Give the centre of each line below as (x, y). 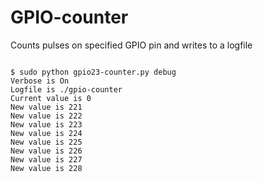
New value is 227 (46, 159)
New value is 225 (46, 142)
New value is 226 (46, 151)
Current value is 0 (51, 98)
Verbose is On (40, 81)
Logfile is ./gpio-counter (66, 89)
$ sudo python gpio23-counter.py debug (93, 72)
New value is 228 (46, 168)
